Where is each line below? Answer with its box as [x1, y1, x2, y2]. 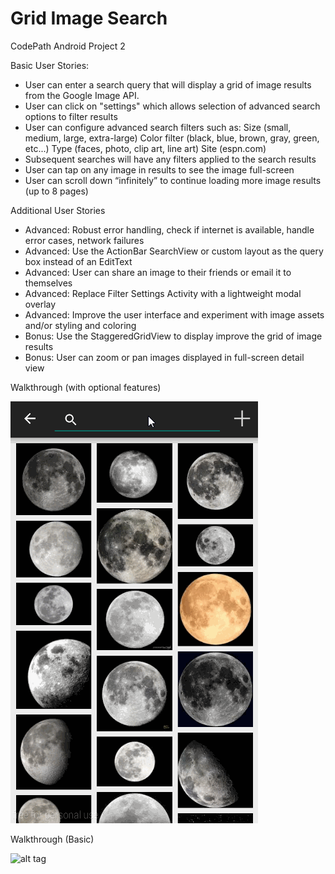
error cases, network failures [24, 234, 145, 246]
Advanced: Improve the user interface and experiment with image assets [24, 308, 325, 321]
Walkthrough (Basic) [10, 833, 95, 845]
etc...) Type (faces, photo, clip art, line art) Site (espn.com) [24, 142, 267, 154]
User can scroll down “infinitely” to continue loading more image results [24, 174, 322, 186]
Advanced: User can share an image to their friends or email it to [24, 266, 292, 278]
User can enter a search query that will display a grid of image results [24, 78, 312, 91]
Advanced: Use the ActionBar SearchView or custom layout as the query [24, 245, 324, 257]
